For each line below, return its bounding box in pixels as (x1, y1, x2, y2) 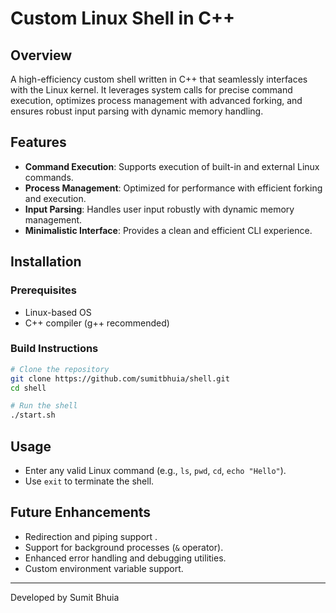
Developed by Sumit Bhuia (10, 591, 120, 603)
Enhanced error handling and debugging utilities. (24, 552, 227, 564)
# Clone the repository (10, 364, 110, 374)
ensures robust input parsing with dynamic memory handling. (10, 105, 264, 117)
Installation (10, 253, 82, 271)
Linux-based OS (24, 306, 92, 318)
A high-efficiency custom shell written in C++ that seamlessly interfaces (10, 73, 308, 85)
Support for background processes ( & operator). (24, 541, 224, 553)
